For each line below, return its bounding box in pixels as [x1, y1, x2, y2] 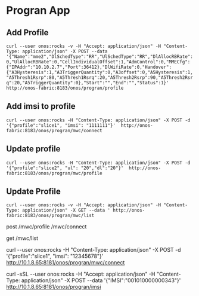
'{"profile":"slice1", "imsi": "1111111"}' [6, 122, 116, 129]
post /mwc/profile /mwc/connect [6, 223, 87, 230]
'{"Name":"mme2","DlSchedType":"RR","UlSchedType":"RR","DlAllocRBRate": [6, 54, 194, 60]
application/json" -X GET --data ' [21, 207, 111, 213]
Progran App [6, 4, 70, 17]
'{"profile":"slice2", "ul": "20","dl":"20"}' [6, 165, 124, 171]
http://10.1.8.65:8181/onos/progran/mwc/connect [6, 259, 125, 266]
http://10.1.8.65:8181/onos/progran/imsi [6, 283, 101, 291]
